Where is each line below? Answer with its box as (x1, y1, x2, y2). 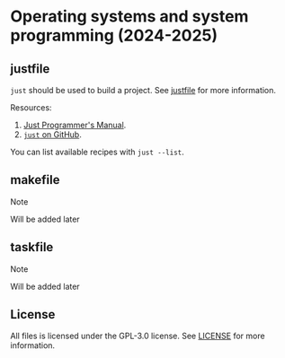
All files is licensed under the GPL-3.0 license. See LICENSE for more (10, 330, 265, 342)
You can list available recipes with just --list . (10, 146, 185, 157)
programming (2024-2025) (10, 25, 218, 46)
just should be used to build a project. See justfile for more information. (10, 85, 277, 95)
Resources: (10, 102, 52, 113)
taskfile (10, 240, 54, 255)
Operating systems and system (10, 6, 249, 27)
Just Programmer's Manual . (22, 119, 127, 130)
